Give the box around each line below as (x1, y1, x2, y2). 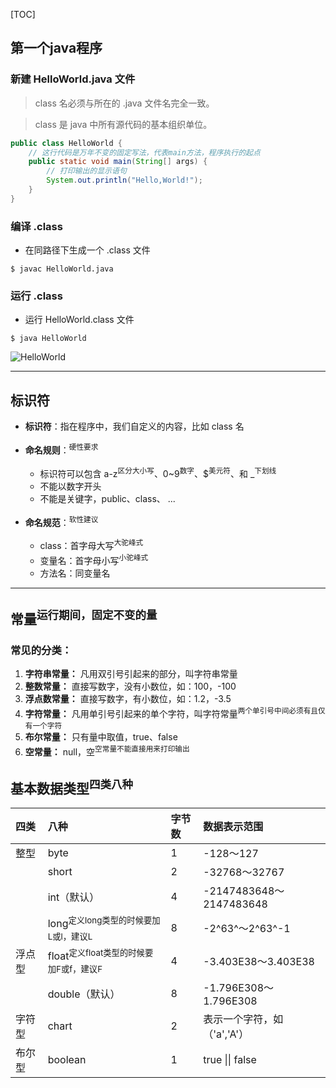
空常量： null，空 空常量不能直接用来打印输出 (24, 744, 190, 758)
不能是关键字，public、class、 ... (39, 492, 176, 504)
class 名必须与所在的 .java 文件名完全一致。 (34, 97, 215, 109)
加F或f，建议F (47, 963, 103, 974)
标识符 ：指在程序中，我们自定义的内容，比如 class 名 (24, 420, 245, 433)
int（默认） (47, 890, 100, 904)
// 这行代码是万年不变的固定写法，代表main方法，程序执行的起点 (28, 147, 261, 158)
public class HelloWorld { (10, 138, 123, 148)
